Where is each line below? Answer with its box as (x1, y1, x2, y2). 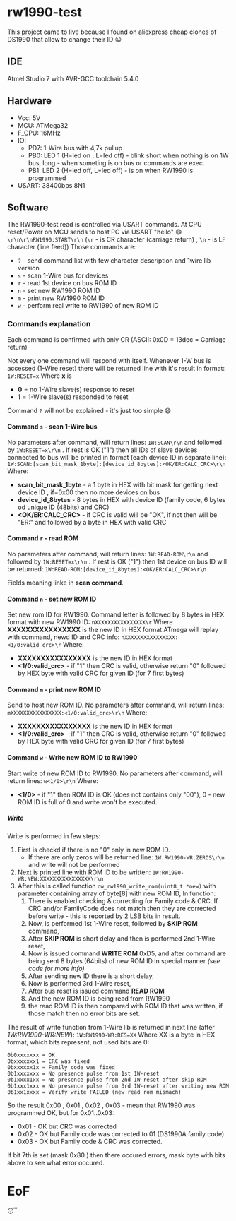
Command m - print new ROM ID (7, 685, 101, 693)
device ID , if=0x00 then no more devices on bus (17, 488, 160, 496)
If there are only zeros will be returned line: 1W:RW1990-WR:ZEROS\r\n (28, 852, 225, 862)
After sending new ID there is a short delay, (28, 972, 154, 980)
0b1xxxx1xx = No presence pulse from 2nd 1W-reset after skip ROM (7, 1076, 207, 1083)
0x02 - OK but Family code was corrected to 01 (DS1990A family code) (17, 1129, 225, 1138)
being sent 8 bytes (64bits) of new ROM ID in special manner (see (28, 956, 220, 965)
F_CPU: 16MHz (17, 129, 61, 137)
